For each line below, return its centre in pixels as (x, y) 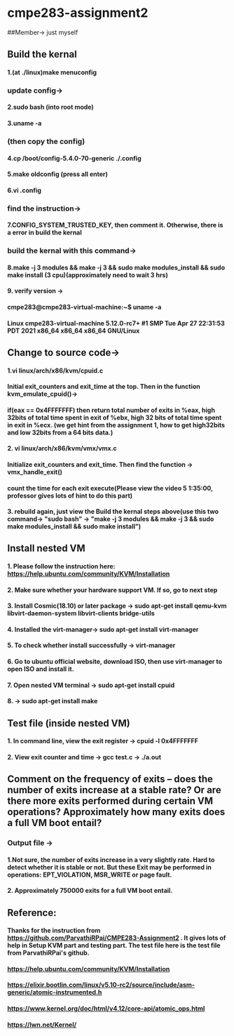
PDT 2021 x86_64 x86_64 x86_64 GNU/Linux (74, 331)
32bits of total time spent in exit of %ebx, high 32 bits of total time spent (115, 417)
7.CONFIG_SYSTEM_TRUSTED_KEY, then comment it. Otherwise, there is (115, 225)
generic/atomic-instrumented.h (55, 992)
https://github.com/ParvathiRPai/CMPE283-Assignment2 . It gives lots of (117, 938)
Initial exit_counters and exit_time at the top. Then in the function (104, 387)
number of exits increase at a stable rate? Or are (115, 790)
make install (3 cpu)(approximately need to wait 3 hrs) (88, 274)
